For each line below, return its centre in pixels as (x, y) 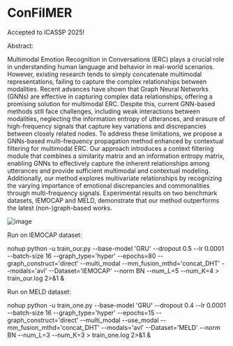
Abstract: (20, 45)
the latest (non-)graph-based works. (60, 208)
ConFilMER (40, 13)
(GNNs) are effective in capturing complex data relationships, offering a (110, 96)
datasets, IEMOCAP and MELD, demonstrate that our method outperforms (113, 200)
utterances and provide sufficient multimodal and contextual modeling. (109, 171)
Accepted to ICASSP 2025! (46, 32)
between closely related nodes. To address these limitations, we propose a (115, 134)
